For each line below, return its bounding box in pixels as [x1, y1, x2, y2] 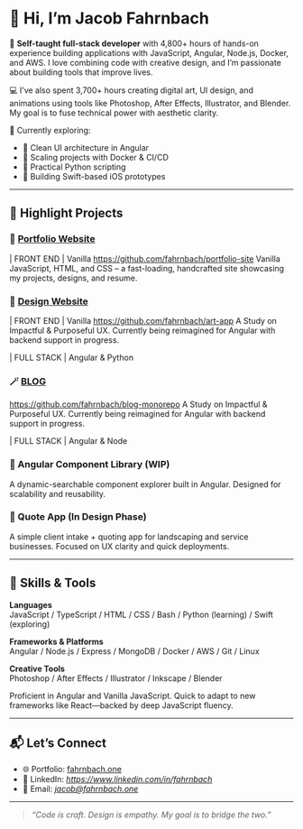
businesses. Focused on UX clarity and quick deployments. [9, 540, 230, 551]
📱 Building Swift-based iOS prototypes [22, 170, 166, 181]
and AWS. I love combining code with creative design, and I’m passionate [9, 57, 281, 68]
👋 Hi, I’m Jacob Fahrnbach [9, 8, 209, 29]
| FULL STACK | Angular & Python [9, 352, 133, 363]
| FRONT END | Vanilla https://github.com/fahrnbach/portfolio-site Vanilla [9, 253, 281, 264]
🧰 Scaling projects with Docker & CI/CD [22, 152, 169, 162]
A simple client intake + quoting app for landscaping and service [9, 531, 249, 542]
